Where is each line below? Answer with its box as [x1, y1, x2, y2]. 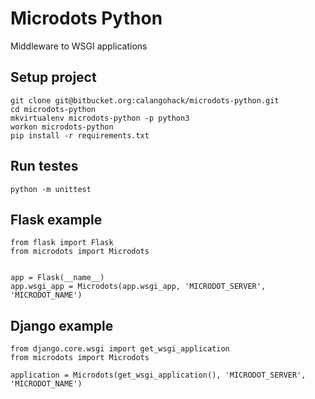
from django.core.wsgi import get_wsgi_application [10, 344, 230, 354]
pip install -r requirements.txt [10, 130, 150, 141]
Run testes [10, 158, 79, 175]
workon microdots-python [10, 122, 114, 132]
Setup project [10, 69, 97, 86]
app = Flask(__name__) [10, 273, 105, 283]
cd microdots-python [10, 104, 97, 114]
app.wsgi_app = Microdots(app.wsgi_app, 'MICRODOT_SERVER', [10, 282, 267, 292]
